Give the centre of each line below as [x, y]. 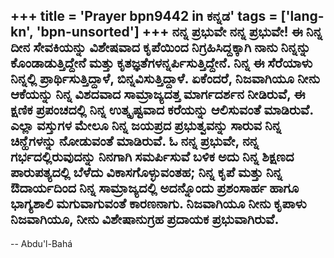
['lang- [302, 16]
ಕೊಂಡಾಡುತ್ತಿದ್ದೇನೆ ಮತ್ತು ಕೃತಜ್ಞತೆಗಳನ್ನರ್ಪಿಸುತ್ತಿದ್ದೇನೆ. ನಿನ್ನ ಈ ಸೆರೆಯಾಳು [161, 63]
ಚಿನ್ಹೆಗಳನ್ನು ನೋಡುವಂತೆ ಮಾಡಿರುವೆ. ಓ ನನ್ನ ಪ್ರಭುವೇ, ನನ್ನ [135, 141]
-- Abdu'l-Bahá [41, 243]
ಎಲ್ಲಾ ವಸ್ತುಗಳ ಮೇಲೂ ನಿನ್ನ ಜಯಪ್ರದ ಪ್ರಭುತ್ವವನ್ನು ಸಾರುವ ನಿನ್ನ [146, 125]
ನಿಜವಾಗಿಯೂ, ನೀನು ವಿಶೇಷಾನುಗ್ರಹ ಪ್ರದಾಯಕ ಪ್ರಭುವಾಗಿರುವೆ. [145, 219]
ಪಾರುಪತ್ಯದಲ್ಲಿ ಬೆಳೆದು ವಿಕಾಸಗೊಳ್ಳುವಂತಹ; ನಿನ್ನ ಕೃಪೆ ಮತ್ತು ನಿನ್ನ [146, 172]
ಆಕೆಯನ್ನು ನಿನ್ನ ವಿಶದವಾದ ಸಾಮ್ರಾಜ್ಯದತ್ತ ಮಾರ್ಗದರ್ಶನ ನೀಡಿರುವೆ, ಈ [158, 94]
